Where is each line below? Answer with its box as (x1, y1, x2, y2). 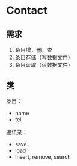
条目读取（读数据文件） (14, 61, 73, 68)
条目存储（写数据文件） (14, 54, 73, 61)
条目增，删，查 (14, 46, 52, 53)
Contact (6, 4, 48, 17)
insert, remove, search (14, 153, 71, 160)
